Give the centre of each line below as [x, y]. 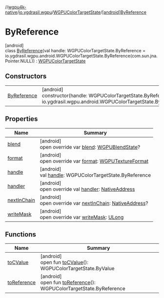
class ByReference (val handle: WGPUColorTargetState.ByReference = [75, 50]
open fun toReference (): [68, 282]
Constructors [26, 76]
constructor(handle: [65, 96]
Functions [21, 234]
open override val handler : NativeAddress [87, 189]
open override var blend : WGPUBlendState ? [90, 147]
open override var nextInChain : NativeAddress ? [94, 203]
